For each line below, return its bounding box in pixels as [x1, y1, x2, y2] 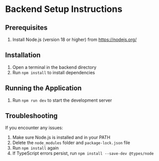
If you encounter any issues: [5, 125, 64, 131]
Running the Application [5, 84, 82, 93]
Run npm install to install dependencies [12, 69, 95, 75]
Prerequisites [5, 23, 48, 32]
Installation [5, 51, 41, 59]
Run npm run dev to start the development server [12, 97, 112, 103]
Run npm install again [12, 145, 59, 151]
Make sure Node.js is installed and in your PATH [12, 135, 111, 141]
